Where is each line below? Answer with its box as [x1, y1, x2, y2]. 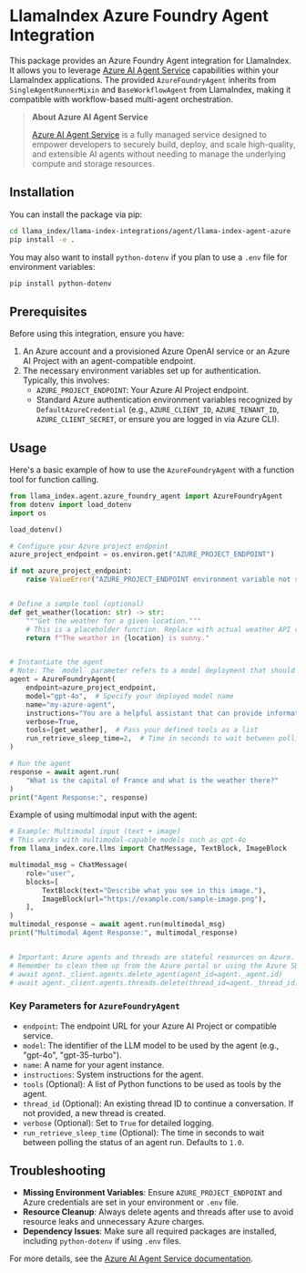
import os [9, 508, 47, 518]
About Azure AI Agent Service [31, 111, 148, 122]
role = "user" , [25, 868, 76, 878]
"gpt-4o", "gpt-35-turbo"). [22, 1050, 122, 1061]
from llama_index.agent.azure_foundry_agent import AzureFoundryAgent [9, 492, 283, 501]
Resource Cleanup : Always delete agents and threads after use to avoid [22, 1206, 294, 1217]
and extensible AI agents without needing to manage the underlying [31, 148, 287, 160]
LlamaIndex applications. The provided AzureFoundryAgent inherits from [9, 74, 276, 85]
